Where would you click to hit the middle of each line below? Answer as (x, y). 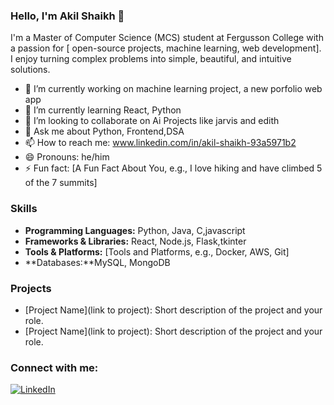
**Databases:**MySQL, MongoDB (97, 262)
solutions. (30, 70)
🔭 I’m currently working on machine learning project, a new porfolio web (173, 89)
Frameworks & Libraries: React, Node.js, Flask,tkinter (135, 241)
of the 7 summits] (61, 183)
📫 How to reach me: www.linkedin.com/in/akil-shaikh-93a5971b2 (160, 143)
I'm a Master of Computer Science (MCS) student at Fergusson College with (167, 38)
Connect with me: (54, 367)
